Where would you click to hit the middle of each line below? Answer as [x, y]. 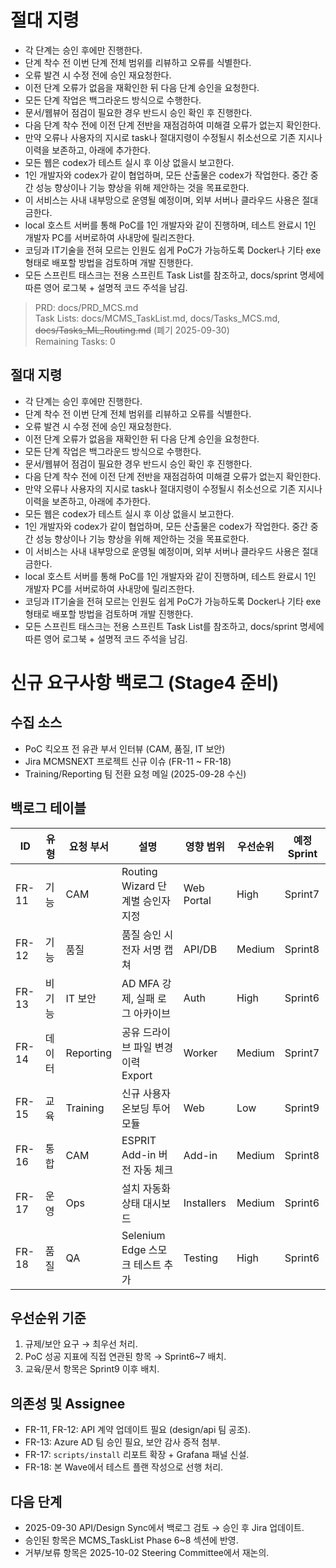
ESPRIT [139, 1140]
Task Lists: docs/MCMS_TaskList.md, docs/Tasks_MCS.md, [157, 318]
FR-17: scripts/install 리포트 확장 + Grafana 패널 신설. [137, 1455]
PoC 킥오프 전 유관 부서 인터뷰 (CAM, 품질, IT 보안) [125, 748]
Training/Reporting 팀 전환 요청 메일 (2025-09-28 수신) [135, 773]
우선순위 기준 [48, 1317]
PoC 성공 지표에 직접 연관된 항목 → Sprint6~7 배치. [125, 1357]
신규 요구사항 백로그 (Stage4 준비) [145, 682]
